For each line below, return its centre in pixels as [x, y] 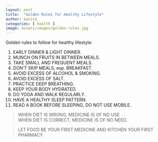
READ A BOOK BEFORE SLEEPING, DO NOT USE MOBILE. [72, 105]
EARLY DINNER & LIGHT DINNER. [47, 52]
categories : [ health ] [30, 24]
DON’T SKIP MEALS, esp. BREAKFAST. [53, 68]
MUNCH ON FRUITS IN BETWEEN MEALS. [56, 57]
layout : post [19, 10]
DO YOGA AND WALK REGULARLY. [49, 95]
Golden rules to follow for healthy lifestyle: [49, 42]
